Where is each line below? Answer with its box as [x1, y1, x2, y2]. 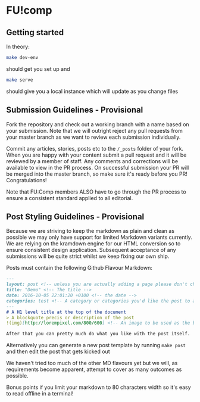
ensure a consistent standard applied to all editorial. [6, 194, 133, 201]
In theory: [6, 43, 30, 50]
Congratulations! [6, 176, 47, 183]
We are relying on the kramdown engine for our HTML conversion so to [6, 240, 181, 247]
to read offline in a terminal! [6, 390, 74, 397]
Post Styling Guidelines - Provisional [6, 211, 145, 222]
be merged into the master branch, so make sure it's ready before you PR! [6, 170, 187, 177]
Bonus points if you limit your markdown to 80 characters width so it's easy [6, 384, 192, 391]
